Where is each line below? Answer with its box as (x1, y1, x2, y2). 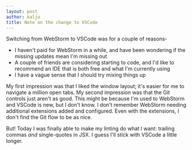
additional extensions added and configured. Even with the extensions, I (6, 107, 179, 114)
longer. (6, 138, 23, 145)
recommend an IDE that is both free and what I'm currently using (14, 65, 170, 72)
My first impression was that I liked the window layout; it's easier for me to (6, 83, 185, 90)
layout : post (6, 8, 38, 15)
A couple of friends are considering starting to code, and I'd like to (14, 59, 174, 66)
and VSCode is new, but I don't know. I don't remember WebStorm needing (6, 102, 187, 109)
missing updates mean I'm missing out (14, 53, 107, 60)
